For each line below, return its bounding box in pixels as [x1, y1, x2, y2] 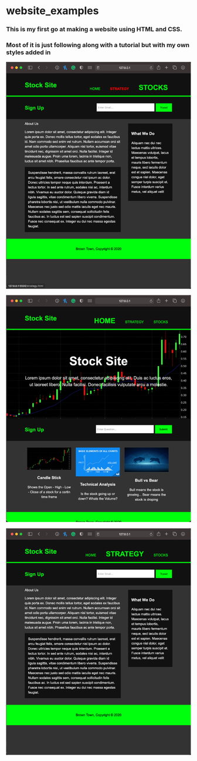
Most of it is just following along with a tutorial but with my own [6, 41, 189, 49]
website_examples [6, 4, 99, 18]
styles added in [6, 48, 51, 57]
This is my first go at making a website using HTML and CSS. [6, 25, 183, 34]
